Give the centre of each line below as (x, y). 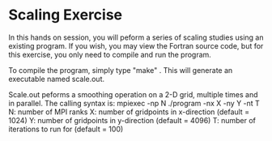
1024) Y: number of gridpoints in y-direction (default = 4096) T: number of (132, 120)
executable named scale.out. (57, 79)
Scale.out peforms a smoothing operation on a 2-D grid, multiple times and (133, 94)
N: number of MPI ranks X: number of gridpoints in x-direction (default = (129, 112)
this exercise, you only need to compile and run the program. (110, 54)
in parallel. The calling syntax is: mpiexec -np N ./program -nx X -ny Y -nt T (134, 103)
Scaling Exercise (66, 15)
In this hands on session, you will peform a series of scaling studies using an (136, 37)
